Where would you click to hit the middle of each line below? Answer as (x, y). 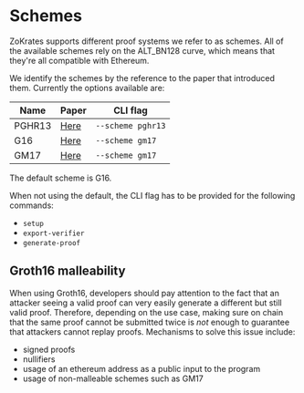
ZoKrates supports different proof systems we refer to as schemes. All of (147, 41)
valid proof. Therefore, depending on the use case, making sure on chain (147, 312)
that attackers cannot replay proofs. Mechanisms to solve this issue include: (152, 331)
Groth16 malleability (68, 271)
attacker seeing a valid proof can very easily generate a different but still (146, 303)
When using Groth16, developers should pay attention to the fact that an (145, 293)
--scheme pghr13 (131, 125)
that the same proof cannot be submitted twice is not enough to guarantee (150, 322)
